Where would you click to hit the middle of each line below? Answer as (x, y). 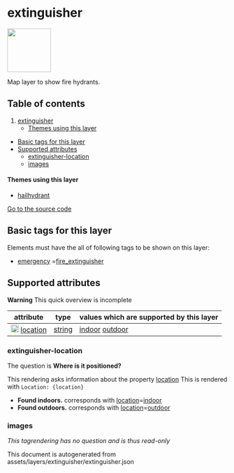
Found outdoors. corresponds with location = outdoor (94, 407)
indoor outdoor (104, 329)
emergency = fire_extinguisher (60, 261)
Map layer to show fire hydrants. (54, 82)
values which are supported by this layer (149, 317)
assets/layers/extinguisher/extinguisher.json (71, 462)
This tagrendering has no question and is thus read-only (89, 441)
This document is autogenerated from (62, 454)
